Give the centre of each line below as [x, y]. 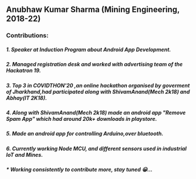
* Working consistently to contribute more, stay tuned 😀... [79, 170]
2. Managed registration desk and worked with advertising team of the [94, 65]
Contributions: [27, 36]
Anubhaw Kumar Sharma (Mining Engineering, [93, 10]
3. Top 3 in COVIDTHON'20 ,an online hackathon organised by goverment [98, 85]
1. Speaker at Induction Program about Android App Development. [89, 49]
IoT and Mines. [25, 154]
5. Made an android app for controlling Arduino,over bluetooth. [85, 134]
